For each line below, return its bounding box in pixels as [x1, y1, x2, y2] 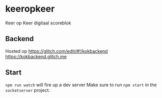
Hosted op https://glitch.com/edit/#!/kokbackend [5, 48, 108, 54]
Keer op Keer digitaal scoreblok [5, 20, 71, 26]
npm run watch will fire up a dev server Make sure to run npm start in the [5, 82, 157, 88]
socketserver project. [5, 87, 50, 93]
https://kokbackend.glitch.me [5, 53, 67, 59]
